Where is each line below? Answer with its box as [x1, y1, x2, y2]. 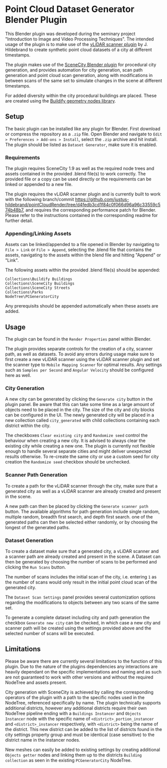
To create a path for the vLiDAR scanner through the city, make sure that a [5, 482, 158, 488]
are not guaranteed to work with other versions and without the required [5, 674, 154, 680]
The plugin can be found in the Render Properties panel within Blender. [5, 336, 152, 342]
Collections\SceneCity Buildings [5, 281, 75, 286]
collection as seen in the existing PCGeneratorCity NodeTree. [5, 757, 132, 763]
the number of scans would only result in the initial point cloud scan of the [5, 579, 158, 585]
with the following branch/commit [5, 196, 74, 202]
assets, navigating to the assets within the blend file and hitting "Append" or [5, 252, 161, 258]
